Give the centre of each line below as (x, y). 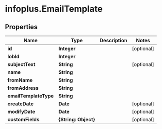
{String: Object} (77, 120)
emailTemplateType (31, 96)
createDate (21, 104)
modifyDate (21, 112)
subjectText (21, 64)
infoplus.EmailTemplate (54, 9)
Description (113, 40)
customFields (24, 120)
